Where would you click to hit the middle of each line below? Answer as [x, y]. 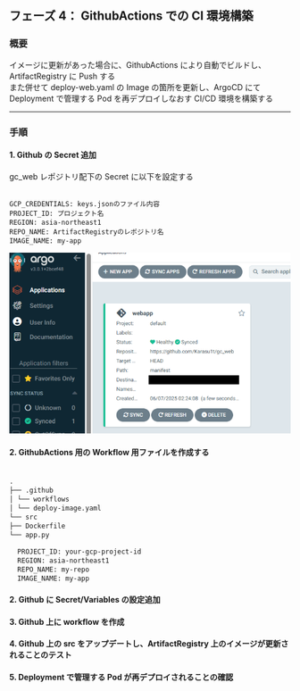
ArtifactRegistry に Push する [62, 76]
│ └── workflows [39, 500]
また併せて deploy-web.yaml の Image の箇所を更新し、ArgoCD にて [135, 87]
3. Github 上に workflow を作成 [67, 621]
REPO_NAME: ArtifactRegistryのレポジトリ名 [87, 232]
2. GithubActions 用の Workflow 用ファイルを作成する [109, 452]
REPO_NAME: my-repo [54, 570]
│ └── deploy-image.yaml [55, 508]
